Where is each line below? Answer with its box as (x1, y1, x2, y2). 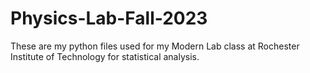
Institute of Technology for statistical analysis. (10, 50, 200, 62)
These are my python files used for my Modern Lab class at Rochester (10, 40, 300, 52)
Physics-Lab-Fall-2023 (10, 7, 208, 30)
